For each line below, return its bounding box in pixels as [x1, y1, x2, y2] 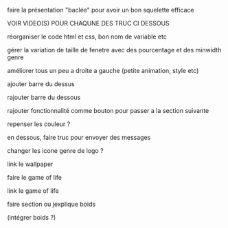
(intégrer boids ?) [7, 214, 56, 221]
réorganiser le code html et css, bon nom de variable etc [7, 32, 167, 41]
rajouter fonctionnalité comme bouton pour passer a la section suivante [7, 107, 209, 114]
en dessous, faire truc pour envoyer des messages [7, 134, 151, 141]
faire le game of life [7, 174, 62, 181]
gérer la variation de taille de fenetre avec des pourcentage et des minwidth [7, 46, 222, 54]
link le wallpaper [7, 160, 54, 168]
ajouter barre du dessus [7, 80, 75, 88]
